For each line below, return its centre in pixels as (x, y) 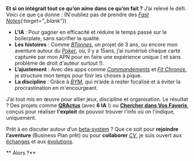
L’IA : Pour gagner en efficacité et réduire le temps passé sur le (91, 32)
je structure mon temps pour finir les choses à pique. (78, 76)
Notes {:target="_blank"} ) (36, 21)
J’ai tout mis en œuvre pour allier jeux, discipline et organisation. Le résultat (97, 99)
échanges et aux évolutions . (40, 141)
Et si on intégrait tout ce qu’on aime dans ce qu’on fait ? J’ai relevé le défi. (96, 8)
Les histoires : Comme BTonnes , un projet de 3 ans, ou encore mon (96, 44)
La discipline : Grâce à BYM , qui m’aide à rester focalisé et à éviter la (98, 82)
